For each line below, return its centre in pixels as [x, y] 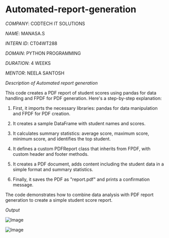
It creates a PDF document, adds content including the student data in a [88, 164]
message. [23, 184]
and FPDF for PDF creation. [41, 113]
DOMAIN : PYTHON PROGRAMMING [43, 53]
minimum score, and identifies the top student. [62, 138]
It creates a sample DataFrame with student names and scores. [79, 123]
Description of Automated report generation [52, 83]
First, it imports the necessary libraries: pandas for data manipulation [85, 108]
